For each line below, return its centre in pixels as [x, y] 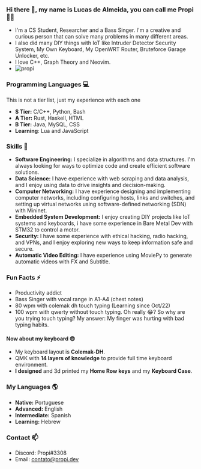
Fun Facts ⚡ [23, 277]
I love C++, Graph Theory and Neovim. [63, 62]
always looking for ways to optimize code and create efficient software [103, 165]
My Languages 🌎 [32, 387]
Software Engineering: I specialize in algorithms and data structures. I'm [105, 159]
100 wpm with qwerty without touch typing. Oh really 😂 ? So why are [100, 312]
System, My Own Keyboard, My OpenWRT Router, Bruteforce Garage [100, 49]
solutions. [27, 172]
